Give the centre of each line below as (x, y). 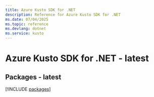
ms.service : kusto (24, 33)
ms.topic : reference (27, 24)
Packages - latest (33, 77)
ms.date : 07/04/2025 (27, 19)
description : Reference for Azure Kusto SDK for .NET (63, 15)
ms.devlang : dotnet (26, 29)
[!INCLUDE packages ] (28, 89)
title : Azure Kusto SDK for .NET (40, 10)
